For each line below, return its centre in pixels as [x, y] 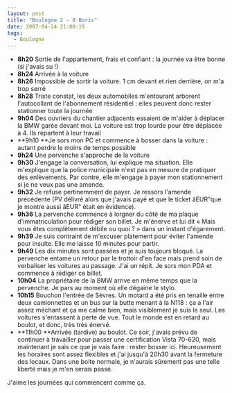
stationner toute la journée [55, 111]
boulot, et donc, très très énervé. [64, 325]
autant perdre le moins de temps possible [77, 148]
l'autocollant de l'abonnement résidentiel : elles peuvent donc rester [114, 103]
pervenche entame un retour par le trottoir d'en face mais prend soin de [120, 258]
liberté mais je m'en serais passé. [65, 369]
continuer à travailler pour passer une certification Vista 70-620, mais [116, 340]
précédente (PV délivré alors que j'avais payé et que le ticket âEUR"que [119, 199]
